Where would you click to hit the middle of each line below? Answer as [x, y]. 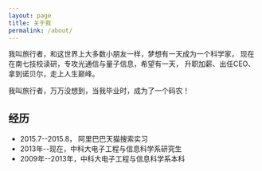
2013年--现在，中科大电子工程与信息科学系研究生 [101, 149]
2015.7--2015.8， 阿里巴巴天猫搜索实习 [84, 139]
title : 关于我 [30, 23]
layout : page [30, 16]
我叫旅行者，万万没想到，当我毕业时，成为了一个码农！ [99, 91]
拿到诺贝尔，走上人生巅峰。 [54, 74]
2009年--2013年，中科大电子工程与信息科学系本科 [102, 159]
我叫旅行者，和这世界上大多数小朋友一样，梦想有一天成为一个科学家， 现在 [131, 54]
